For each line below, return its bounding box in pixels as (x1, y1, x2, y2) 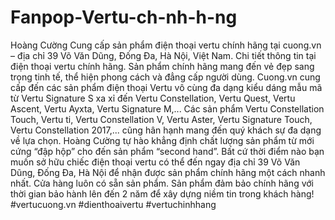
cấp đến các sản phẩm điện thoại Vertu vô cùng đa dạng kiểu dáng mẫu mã (10, 81, 323, 93)
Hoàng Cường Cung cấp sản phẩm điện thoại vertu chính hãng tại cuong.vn (10, 39, 322, 51)
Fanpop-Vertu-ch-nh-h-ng (10, 6, 238, 29)
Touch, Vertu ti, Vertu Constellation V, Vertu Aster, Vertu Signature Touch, (10, 113, 313, 125)
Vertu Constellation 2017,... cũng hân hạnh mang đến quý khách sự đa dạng (10, 124, 322, 136)
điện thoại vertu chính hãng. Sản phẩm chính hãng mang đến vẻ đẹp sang (10, 60, 315, 72)
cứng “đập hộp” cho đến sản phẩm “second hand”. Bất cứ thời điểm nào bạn (10, 145, 325, 157)
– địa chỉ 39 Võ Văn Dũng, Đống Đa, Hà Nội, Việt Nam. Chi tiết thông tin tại (10, 49, 317, 61)
